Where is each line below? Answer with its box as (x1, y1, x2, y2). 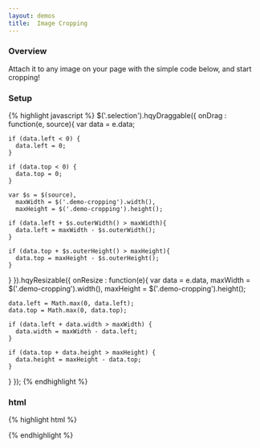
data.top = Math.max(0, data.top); (8, 307, 128, 315)
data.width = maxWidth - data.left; (15, 328, 138, 336)
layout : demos (8, 11, 56, 20)
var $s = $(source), (8, 191, 78, 199)
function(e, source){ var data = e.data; (8, 120, 135, 129)
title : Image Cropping (8, 19, 88, 27)
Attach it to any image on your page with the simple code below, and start (8, 63, 252, 73)
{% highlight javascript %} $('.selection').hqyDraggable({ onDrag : (8, 111, 227, 120)
